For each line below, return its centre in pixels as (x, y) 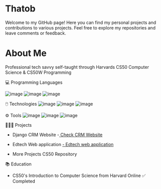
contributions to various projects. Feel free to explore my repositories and (80, 27)
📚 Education (18, 164)
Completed (24, 181)
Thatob (20, 9)
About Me (26, 53)
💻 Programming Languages (34, 82)
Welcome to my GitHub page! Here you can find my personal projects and (81, 22)
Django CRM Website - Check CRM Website (57, 135)
